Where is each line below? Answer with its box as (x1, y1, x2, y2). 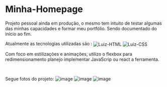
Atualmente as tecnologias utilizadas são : (5, 40, 93, 46)
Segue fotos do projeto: (5, 75, 54, 81)
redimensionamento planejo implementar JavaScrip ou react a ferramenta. (5, 56, 159, 62)
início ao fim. (5, 31, 32, 37)
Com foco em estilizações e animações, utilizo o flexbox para (5, 51, 132, 57)
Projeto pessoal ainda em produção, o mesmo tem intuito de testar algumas (5, 20, 162, 26)
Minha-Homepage (5, 4, 83, 15)
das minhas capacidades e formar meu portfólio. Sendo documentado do (5, 25, 157, 31)
